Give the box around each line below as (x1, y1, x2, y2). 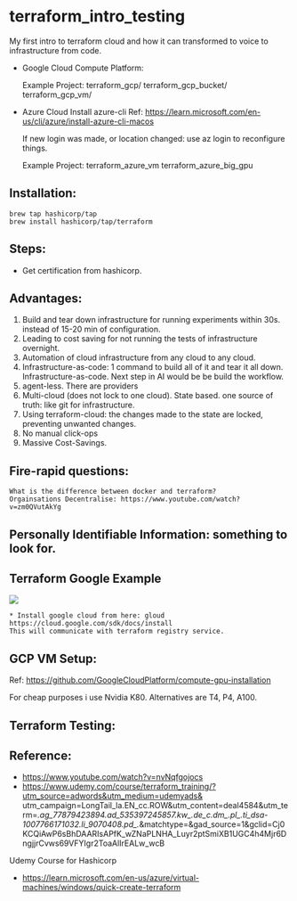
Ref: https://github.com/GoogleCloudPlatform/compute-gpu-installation (9, 675, 271, 685)
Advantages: (9, 291, 83, 306)
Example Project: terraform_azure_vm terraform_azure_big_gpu (21, 160, 253, 170)
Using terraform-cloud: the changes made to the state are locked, (21, 409, 264, 420)
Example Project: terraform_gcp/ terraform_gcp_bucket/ (21, 79, 228, 90)
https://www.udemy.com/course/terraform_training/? (21, 782, 216, 792)
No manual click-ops (21, 428, 99, 438)
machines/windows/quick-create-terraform (21, 882, 181, 893)
